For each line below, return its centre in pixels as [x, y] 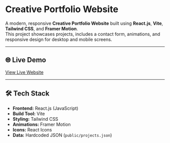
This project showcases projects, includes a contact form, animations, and [83, 34]
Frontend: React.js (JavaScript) [45, 108]
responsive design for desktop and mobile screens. [59, 39]
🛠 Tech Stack [27, 94]
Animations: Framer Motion [41, 124]
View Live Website [25, 72]
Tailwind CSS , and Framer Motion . [42, 28]
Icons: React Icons [32, 129]
